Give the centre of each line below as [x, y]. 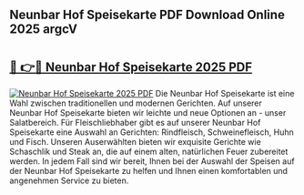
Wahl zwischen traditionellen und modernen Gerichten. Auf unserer [136, 103]
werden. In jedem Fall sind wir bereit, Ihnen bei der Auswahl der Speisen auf [152, 161]
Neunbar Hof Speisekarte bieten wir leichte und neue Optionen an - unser [148, 113]
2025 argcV [43, 30]
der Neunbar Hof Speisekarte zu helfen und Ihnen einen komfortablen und [149, 171]
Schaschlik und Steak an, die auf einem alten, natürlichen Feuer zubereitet [149, 151]
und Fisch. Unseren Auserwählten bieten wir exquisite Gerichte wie [135, 142]
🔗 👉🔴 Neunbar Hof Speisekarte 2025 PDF [131, 67]
